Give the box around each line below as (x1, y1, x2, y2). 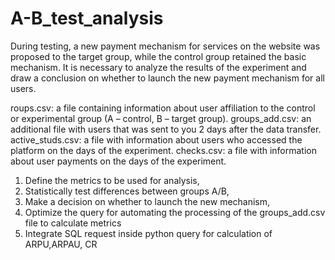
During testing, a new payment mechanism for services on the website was (10, 40, 321, 52)
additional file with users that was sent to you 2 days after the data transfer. (10, 123, 322, 135)
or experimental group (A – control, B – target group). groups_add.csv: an (10, 112, 312, 124)
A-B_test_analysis (10, 7, 164, 30)
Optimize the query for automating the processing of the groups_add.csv (24, 206, 326, 218)
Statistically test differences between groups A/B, (24, 185, 230, 197)
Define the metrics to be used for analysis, (24, 174, 200, 186)
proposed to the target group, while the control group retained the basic (10, 50, 307, 62)
